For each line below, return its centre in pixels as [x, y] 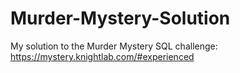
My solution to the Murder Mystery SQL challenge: [114, 46]
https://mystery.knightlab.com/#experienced [102, 56]
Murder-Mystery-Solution [120, 18]
